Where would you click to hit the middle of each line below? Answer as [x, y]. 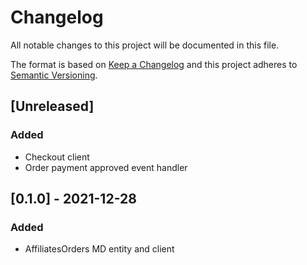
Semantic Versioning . [54, 75]
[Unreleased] [52, 106]
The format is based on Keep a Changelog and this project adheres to [154, 64]
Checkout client [57, 157]
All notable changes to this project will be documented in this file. [145, 45]
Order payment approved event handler [106, 167]
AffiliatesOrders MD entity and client [99, 249]
